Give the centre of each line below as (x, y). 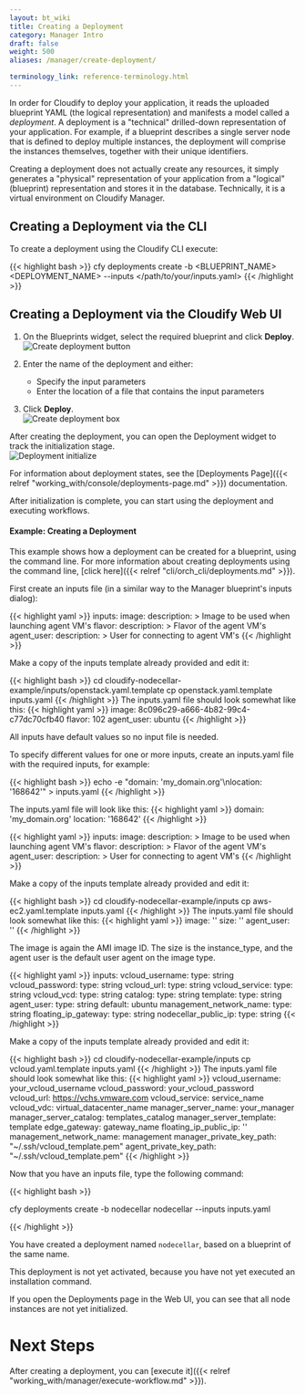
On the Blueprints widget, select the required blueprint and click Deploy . (158, 336)
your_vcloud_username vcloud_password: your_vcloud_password (132, 1088)
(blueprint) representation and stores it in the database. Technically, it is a (147, 188)
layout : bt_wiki (40, 18)
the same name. (40, 1254)
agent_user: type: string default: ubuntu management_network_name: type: (151, 1004)
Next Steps (52, 1345)
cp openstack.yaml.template (219, 690)
